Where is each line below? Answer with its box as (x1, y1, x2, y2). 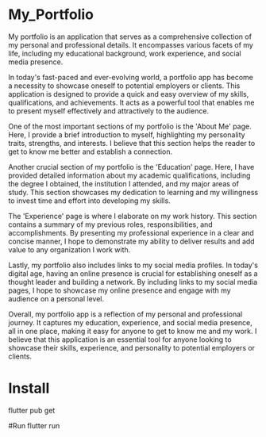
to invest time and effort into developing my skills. (8, 196, 171, 205)
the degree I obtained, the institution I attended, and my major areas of (8, 178, 240, 188)
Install (8, 379, 50, 397)
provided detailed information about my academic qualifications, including (8, 171, 251, 180)
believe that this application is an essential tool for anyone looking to (8, 335, 232, 344)
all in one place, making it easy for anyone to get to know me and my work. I (8, 326, 257, 335)
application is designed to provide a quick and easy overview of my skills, (8, 89, 249, 98)
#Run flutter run (8, 420, 60, 430)
